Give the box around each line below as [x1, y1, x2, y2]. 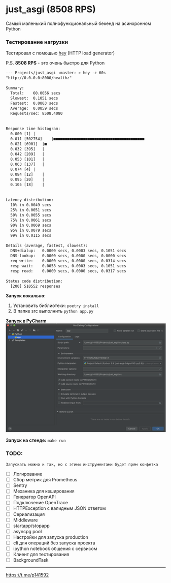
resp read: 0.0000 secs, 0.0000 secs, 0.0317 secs [10, 268, 126, 274]
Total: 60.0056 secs [10, 90, 60, 96]
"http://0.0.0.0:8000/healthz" [6, 75, 72, 81]
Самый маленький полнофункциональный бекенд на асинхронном [6, 20, 151, 26]
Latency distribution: [6, 197, 54, 203]
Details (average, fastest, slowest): [6, 243, 88, 249]
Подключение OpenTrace [13, 500, 68, 506]
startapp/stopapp [13, 523, 50, 529]
